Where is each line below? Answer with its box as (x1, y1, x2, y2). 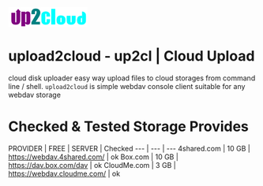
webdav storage (8, 90, 62, 99)
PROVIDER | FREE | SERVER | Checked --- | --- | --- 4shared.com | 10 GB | (8, 143, 250, 153)
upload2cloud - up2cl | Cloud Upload (8, 47, 255, 65)
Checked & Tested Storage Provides (8, 117, 249, 136)
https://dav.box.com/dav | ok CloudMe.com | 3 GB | (8, 160, 176, 169)
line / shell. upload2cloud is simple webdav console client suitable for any (8, 81, 246, 91)
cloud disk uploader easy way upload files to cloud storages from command (8, 73, 256, 83)
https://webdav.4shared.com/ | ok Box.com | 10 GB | (8, 152, 179, 162)
